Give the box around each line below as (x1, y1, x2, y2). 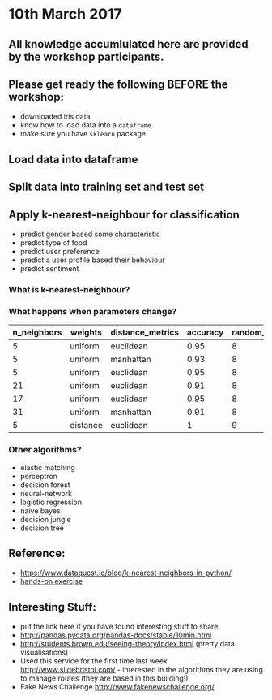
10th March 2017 (8, 5, 123, 24)
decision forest (19, 480, 70, 490)
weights (70, 326, 103, 338)
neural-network (19, 488, 73, 498)
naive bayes (19, 505, 61, 516)
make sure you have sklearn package (19, 129, 146, 139)
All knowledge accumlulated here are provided (8, 37, 249, 51)
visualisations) (19, 647, 69, 658)
